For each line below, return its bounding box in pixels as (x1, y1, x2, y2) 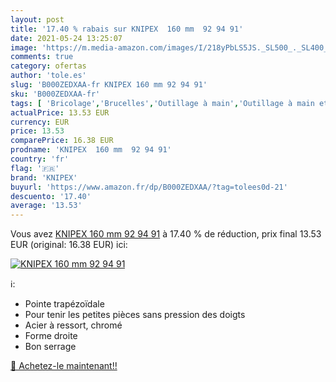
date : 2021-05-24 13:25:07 (10, 33, 123, 43)
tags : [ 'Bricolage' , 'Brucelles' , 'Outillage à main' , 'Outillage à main (10, 98, 315, 108)
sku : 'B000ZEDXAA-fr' (10, 89, 101, 99)
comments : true (10, 52, 74, 62)
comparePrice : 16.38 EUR (10, 136, 114, 146)
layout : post (10, 14, 65, 25)
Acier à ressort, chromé (24, 319, 123, 331)
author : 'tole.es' (10, 71, 87, 81)
